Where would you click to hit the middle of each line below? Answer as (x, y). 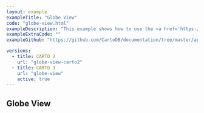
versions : (19, 51)
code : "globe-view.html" (38, 23)
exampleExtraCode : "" (34, 34)
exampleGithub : (25, 40)
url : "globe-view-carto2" (50, 62)
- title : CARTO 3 (34, 68)
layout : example (27, 12)
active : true (34, 79)
